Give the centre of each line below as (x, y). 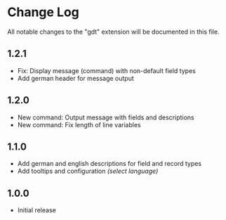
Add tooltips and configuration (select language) (88, 171)
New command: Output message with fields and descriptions (106, 117)
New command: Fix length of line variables (79, 124)
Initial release (36, 210)
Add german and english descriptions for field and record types (109, 164)
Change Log (43, 12)
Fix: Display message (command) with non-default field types (107, 70)
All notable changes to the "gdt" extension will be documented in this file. (113, 32)
